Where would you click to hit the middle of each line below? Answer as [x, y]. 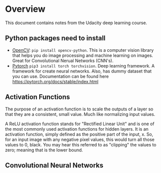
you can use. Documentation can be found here [60, 76]
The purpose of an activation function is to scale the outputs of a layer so [79, 109]
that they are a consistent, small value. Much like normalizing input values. [80, 114]
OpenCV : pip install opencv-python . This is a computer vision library [83, 50]
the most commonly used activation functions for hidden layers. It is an [77, 129]
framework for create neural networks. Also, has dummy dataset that [82, 71]
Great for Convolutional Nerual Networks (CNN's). [63, 61]
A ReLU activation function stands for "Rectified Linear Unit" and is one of [80, 124]
